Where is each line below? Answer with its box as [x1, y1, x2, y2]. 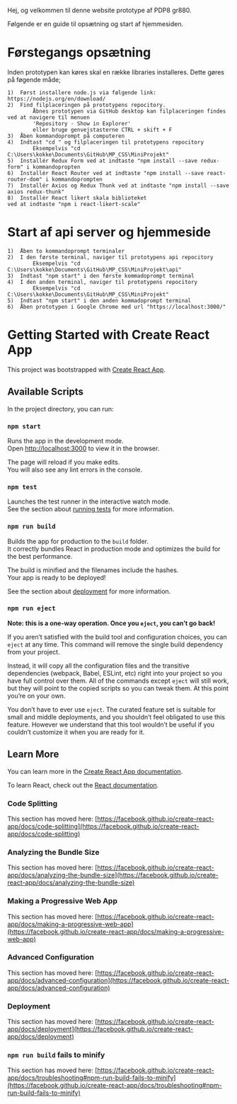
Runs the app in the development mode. [7, 436, 124, 445]
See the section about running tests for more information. [7, 505, 175, 513]
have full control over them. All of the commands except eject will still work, [7, 676, 229, 685]
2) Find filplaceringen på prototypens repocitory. [7, 101, 166, 108]
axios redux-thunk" [7, 188, 65, 195]
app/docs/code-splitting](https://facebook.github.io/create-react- [7, 821, 200, 831]
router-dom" [7, 176, 42, 183]
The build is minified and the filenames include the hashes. [7, 566, 179, 574]
